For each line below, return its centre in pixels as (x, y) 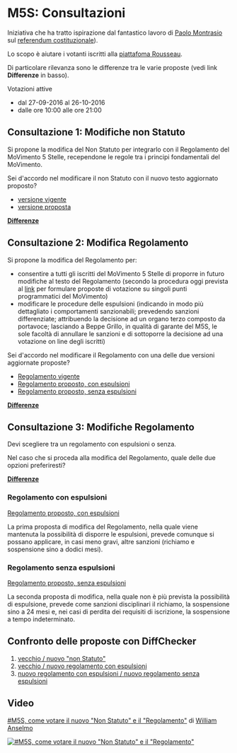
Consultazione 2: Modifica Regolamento (98, 243)
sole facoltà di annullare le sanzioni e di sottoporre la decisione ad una (120, 333)
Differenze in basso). (38, 75)
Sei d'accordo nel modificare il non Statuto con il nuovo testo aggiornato (113, 178)
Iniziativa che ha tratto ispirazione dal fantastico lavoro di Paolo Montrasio (115, 33)
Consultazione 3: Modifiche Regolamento (101, 427)
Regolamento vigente (48, 376)
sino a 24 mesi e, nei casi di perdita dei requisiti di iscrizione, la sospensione (118, 611)
